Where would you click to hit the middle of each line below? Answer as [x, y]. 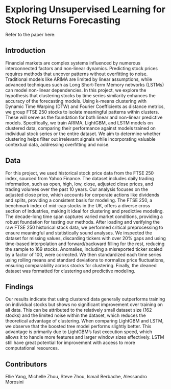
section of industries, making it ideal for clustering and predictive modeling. [85, 211]
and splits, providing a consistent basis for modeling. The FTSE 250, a [79, 200]
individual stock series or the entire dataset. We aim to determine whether [83, 134]
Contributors [26, 364]
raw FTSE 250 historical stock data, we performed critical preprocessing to [84, 227]
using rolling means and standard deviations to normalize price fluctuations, [85, 260]
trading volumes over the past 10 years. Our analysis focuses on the [77, 189]
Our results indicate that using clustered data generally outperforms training [85, 299]
